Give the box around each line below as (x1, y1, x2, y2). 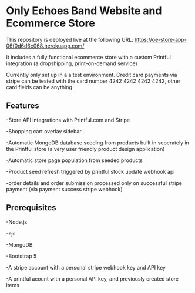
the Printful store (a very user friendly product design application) (6, 145, 165, 152)
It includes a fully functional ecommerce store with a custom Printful (6, 53, 172, 60)
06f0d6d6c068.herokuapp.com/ (6, 42, 85, 49)
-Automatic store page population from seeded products (6, 157, 143, 164)
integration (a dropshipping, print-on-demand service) (6, 60, 138, 67)
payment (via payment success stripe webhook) (6, 186, 123, 193)
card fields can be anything (6, 83, 72, 90)
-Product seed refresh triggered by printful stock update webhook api (6, 168, 175, 175)
